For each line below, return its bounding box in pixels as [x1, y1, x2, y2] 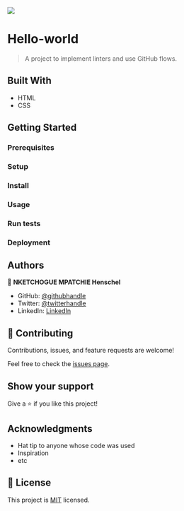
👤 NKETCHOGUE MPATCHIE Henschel [7, 278, 121, 286]
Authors [7, 259, 45, 271]
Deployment [7, 237, 51, 247]
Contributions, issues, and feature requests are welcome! [7, 346, 175, 355]
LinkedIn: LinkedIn [17, 307, 71, 315]
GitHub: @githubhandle [17, 292, 86, 300]
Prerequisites [7, 143, 54, 153]
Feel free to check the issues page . [7, 360, 110, 368]
